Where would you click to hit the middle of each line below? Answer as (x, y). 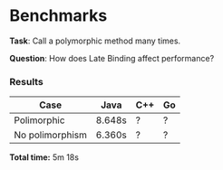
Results (26, 81)
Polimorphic (39, 120)
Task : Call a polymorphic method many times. (95, 41)
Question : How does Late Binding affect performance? (112, 58)
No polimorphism (51, 135)
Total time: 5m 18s (44, 157)
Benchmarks (58, 16)
